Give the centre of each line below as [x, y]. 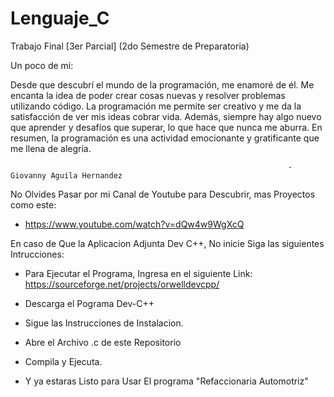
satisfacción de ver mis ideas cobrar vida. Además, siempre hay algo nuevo [166, 116]
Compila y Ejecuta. [63, 361]
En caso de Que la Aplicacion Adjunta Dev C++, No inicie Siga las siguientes [167, 243]
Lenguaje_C [60, 18]
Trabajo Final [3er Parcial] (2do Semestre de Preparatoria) [130, 46]
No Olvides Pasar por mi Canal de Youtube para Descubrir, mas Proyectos [163, 194]
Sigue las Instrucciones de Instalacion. [104, 323]
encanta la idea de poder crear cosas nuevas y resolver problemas [148, 95]
